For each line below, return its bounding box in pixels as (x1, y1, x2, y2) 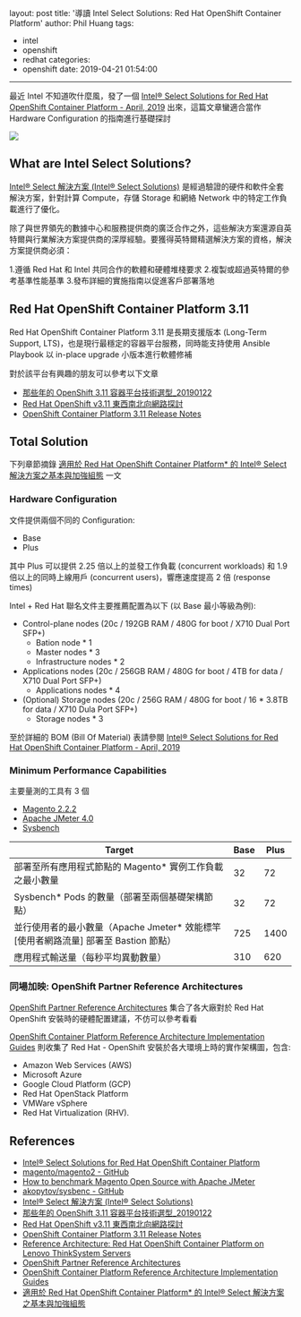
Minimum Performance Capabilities (9, 764, 168, 776)
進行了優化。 (16, 203, 64, 214)
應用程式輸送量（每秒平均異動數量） (13, 952, 168, 964)
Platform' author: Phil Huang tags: (9, 18, 134, 29)
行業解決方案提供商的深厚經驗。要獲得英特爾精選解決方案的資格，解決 (32, 234, 292, 244)
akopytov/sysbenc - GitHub (21, 1185, 125, 1197)
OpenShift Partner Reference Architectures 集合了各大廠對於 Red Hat (9, 1002, 264, 1013)
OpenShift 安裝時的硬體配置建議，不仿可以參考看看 (9, 1013, 198, 1024)
